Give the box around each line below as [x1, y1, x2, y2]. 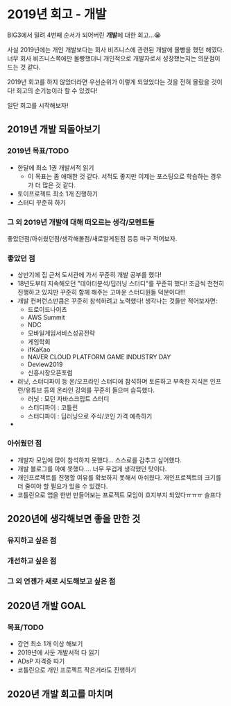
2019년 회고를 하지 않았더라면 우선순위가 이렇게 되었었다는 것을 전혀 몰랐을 [7, 77, 210, 86]
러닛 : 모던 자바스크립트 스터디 [27, 395, 110, 403]
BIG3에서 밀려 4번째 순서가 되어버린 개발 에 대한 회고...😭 [7, 31, 162, 39]
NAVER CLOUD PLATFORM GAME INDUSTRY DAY [27, 353, 171, 361]
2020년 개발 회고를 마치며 [7, 688, 113, 700]
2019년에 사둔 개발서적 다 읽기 [17, 648, 100, 657]
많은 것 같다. [42, 180, 76, 189]
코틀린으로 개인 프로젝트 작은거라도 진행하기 [17, 666, 137, 674]
